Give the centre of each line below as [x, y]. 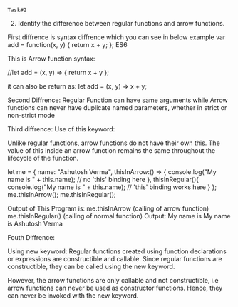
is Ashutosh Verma [35, 223]
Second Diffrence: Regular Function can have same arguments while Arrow [118, 100]
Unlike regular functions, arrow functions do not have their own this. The [114, 143]
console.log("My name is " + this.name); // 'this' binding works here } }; [112, 187]
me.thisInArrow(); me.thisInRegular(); [62, 195]
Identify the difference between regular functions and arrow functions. [121, 23]
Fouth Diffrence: [31, 237]
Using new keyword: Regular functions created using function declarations [117, 251]
